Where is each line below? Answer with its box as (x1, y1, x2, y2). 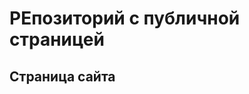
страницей (9, 28, 105, 51)
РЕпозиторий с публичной (9, 7, 241, 30)
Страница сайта (9, 68, 116, 85)
